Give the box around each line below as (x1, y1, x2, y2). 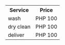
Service (9, 7, 29, 13)
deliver (8, 32, 25, 38)
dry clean (8, 23, 31, 30)
